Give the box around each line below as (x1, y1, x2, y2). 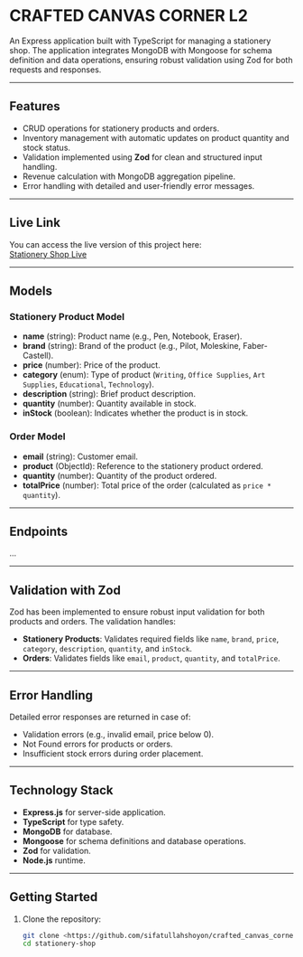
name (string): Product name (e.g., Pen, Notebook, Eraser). (22, 331, 243, 342)
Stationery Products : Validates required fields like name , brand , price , (22, 633, 280, 644)
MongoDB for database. (22, 826, 113, 837)
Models (9, 283, 52, 298)
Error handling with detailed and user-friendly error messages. (22, 180, 255, 191)
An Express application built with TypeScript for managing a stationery (9, 35, 271, 46)
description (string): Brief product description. (22, 389, 197, 399)
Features (9, 99, 60, 114)
